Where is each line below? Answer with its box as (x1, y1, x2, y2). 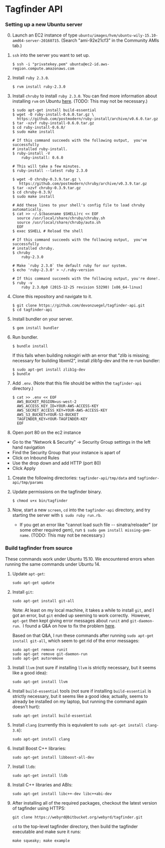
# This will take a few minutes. (12, 164, 81, 169)
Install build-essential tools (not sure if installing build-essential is (12, 688, 151, 694)
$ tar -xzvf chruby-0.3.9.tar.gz (12, 186, 81, 191)
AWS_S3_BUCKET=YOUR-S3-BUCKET (17, 412, 79, 418)
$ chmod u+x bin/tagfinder (12, 499, 68, 503)
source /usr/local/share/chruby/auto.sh (17, 220, 101, 225)
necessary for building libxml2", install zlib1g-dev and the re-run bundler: (12, 358, 160, 364)
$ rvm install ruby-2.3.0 (12, 84, 66, 89)
